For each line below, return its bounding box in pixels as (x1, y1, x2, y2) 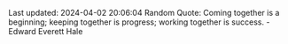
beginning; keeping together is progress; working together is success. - (8, 17, 270, 27)
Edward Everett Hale (8, 26, 83, 36)
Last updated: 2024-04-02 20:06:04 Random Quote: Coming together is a (8, 8, 280, 18)
